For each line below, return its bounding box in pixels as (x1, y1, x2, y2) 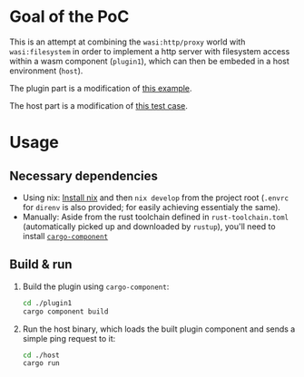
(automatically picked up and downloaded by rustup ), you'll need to (22, 220, 276, 232)
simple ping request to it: (22, 333, 116, 343)
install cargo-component (22, 230, 109, 241)
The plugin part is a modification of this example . (9, 82, 192, 93)
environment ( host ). (9, 65, 83, 76)
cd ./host (22, 351, 61, 360)
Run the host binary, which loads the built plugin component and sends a (22, 324, 296, 334)
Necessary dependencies (9, 168, 159, 183)
